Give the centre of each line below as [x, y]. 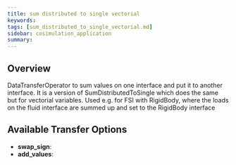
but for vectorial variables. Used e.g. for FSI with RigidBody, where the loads [118, 100]
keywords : [22, 20]
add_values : [36, 154]
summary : [20, 40]
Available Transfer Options [67, 130]
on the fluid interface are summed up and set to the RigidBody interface [111, 107]
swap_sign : [35, 146]
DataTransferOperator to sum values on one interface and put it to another [115, 85]
